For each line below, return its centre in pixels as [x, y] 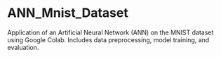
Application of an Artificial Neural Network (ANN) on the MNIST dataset [110, 32]
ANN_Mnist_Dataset [68, 13]
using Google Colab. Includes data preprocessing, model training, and [108, 39]
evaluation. [23, 47]
